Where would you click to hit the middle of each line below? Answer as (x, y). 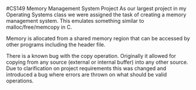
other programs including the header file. (56, 44)
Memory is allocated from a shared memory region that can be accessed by (98, 38)
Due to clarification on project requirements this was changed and (86, 68)
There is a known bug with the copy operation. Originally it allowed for (91, 56)
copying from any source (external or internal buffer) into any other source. (97, 62)
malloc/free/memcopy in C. (39, 27)
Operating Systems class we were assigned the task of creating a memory (96, 15)
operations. (20, 81)
